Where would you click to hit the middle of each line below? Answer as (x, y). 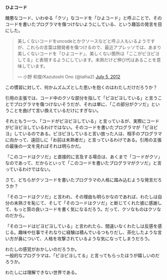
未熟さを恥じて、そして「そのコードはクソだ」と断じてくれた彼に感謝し (88, 203)
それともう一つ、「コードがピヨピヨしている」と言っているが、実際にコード (82, 121)
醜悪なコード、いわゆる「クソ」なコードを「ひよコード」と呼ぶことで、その (83, 18)
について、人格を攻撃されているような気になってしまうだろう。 (87, 238)
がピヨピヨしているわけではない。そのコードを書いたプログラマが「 (75, 127)
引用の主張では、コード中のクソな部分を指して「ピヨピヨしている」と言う (82, 98)
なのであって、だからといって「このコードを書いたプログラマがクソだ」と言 (83, 163)
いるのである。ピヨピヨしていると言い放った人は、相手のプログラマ (92, 133)
